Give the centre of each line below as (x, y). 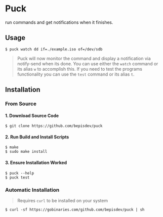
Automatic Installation (32, 190)
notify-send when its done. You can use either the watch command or (88, 64)
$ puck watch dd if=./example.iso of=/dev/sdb (54, 49)
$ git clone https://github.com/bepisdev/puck (54, 126)
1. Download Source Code (32, 115)
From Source (21, 104)
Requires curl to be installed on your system (62, 200)
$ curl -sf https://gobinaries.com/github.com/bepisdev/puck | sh (75, 210)
